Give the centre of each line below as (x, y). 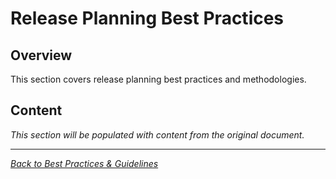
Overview (41, 55)
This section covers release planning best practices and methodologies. (158, 79)
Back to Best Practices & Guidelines (84, 163)
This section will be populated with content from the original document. (157, 134)
